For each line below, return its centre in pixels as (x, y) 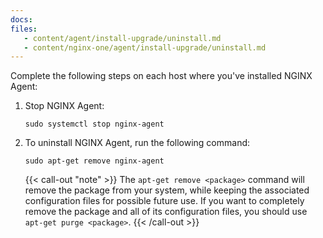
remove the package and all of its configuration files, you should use (166, 212)
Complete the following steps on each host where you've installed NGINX (161, 76)
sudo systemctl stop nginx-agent (94, 124)
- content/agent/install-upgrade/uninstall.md (122, 38)
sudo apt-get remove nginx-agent (94, 161)
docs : (21, 19)
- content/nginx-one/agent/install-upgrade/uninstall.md (145, 47)
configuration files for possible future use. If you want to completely (164, 201)
